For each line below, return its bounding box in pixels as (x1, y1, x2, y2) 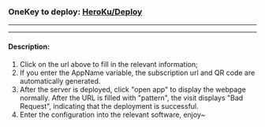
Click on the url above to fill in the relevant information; (19, 59, 199, 69)
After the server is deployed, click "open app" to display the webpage (19, 84, 246, 94)
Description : (8, 42, 50, 51)
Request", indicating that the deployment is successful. (19, 101, 199, 110)
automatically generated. (19, 76, 101, 85)
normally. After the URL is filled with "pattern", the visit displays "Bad (19, 93, 244, 103)
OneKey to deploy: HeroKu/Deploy (8, 6, 143, 17)
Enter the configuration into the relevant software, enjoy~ (19, 110, 206, 119)
